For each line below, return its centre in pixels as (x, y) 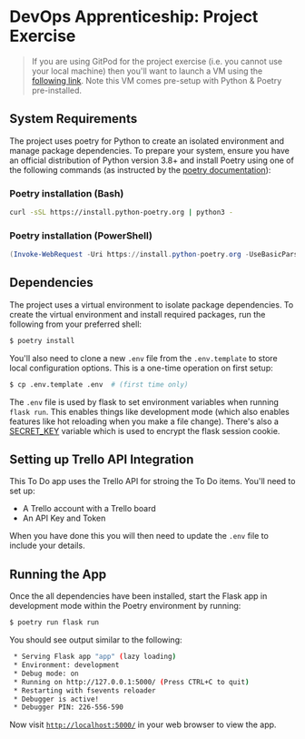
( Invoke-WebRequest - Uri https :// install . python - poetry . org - (129, 255)
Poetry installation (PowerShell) (81, 236)
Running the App (58, 574)
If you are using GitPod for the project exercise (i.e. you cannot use (157, 61)
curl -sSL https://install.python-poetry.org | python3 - (121, 213)
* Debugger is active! (56, 699)
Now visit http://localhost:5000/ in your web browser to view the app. (143, 724)
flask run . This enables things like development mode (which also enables (150, 411)
